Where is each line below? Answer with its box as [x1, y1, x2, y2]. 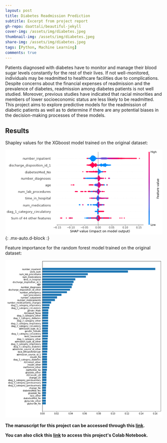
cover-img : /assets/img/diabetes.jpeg [5, 29, 86, 34]
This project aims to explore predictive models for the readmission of [5, 101, 147, 107]
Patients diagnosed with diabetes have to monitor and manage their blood [5, 64, 157, 70]
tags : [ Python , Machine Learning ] [5, 45, 77, 50]
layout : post [5, 8, 32, 13]
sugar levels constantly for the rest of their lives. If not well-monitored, [5, 70, 150, 76]
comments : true [5, 50, 37, 55]
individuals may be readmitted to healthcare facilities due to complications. [5, 75, 159, 81]
